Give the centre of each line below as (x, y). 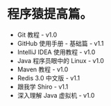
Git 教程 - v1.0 (37, 35)
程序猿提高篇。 (50, 14)
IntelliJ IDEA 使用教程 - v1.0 (56, 52)
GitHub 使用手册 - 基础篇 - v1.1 (60, 43)
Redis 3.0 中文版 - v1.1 (49, 78)
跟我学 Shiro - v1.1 (43, 87)
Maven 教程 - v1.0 (43, 69)
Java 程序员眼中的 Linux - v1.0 (60, 60)
